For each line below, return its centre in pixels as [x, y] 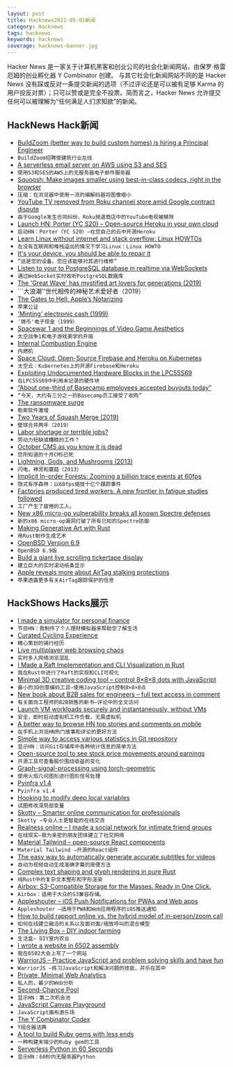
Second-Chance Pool [48, 989]
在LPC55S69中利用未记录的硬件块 [58, 381]
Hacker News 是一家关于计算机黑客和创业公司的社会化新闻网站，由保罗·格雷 [116, 66]
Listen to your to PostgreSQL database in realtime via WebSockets [112, 268]
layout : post [26, 14]
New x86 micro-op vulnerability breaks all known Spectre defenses [114, 513]
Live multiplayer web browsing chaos [71, 650]
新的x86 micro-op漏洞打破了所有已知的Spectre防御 [83, 521]
